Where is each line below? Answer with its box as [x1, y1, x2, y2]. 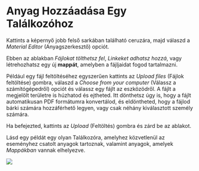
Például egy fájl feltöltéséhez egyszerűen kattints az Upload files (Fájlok [6, 72, 184, 80]
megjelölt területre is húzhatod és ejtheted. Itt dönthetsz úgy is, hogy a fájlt [6, 91, 192, 99]
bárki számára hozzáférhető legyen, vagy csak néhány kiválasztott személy [6, 104, 194, 111]
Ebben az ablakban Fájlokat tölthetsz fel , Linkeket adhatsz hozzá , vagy [6, 54, 182, 62]
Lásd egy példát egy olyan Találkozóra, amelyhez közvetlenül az [6, 133, 165, 141]
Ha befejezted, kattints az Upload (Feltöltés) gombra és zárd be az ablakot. [6, 122, 192, 129]
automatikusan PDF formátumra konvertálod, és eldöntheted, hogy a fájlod [6, 97, 191, 105]
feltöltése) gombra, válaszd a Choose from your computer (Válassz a [6, 79, 176, 86]
